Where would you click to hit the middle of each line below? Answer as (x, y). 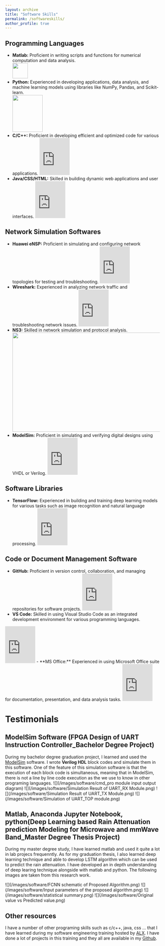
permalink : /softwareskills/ (35, 19)
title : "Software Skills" (31, 14)
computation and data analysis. (44, 61)
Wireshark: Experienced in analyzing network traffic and (70, 287)
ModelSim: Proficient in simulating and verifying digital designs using (82, 435)
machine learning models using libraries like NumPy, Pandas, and (78, 87)
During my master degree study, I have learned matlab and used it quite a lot (82, 849)
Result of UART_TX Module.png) (102, 793)
